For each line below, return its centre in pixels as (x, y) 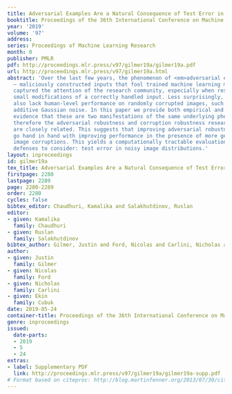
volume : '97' (26, 33)
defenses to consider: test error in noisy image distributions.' (111, 149)
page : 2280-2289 (30, 187)
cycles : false (28, 200)
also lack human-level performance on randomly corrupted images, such (119, 104)
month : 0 (20, 53)
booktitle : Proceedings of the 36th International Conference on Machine (116, 20)
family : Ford (32, 277)
